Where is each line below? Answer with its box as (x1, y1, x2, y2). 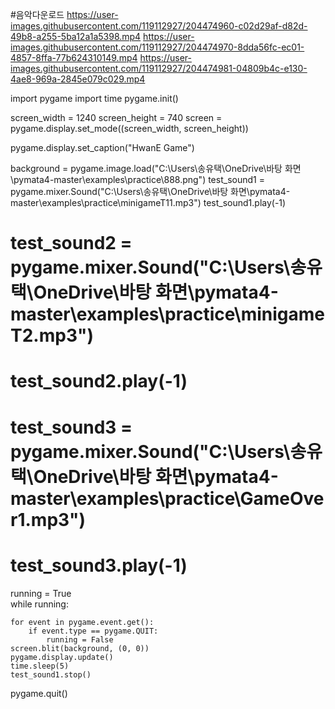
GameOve (239, 487, 325, 510)
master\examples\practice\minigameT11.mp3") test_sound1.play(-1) (10, 197, 287, 208)
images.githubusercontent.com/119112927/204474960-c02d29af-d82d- (10, 20, 308, 32)
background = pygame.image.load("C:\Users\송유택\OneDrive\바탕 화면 (10, 163, 302, 174)
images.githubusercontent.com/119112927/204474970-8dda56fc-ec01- (10, 41, 305, 53)
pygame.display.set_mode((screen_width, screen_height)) (10, 123, 249, 134)
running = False (46, 634, 114, 645)
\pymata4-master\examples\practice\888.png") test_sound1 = (10, 174, 265, 185)
